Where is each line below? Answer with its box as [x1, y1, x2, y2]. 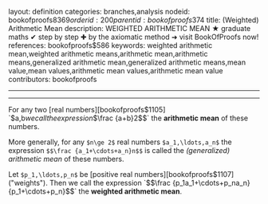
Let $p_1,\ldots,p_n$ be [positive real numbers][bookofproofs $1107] [8, 170, 235, 178]
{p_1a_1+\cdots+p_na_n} [172, 178, 251, 187]
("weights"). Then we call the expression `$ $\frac [8, 178, 171, 187]
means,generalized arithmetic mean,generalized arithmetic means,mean [8, 57, 246, 67]
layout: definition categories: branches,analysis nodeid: [8, 7, 190, 16]
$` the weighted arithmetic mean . [69, 186, 182, 196]
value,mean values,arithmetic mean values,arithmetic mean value [8, 66, 223, 75]
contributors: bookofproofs [8, 75, 97, 84]
